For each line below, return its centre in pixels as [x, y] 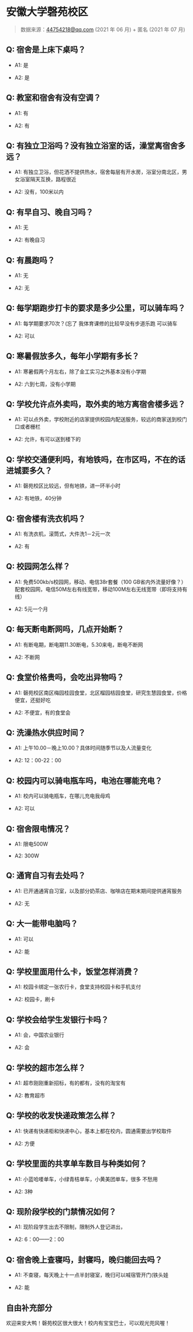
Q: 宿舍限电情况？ [38, 829]
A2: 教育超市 [30, 1095]
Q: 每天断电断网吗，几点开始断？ [65, 629]
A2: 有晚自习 [30, 240]
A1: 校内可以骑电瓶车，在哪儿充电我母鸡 [62, 796]
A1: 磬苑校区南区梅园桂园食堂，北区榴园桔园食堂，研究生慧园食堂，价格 [101, 692]
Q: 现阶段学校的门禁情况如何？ [61, 1212]
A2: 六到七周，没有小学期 [45, 384]
